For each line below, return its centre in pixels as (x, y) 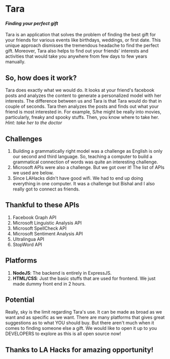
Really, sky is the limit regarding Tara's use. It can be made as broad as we (84, 312)
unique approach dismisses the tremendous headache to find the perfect (82, 45)
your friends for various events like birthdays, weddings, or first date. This (83, 40)
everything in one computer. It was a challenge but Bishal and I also (84, 184)
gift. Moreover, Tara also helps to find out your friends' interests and (77, 51)
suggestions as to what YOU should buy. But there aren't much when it (80, 323)
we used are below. (33, 173)
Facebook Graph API (34, 217)
